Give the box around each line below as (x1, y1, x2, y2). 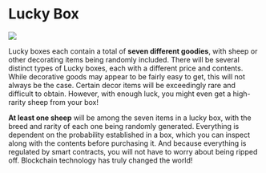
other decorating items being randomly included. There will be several (8, 54, 240, 64)
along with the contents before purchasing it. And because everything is (8, 138, 247, 148)
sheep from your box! (27, 97, 99, 107)
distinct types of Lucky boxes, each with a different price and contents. (8, 63, 244, 73)
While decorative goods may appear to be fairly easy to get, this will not (8, 71, 246, 81)
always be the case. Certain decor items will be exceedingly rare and (8, 80, 236, 90)
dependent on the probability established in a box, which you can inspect (8, 130, 251, 139)
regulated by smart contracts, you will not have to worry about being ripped (8, 147, 258, 156)
